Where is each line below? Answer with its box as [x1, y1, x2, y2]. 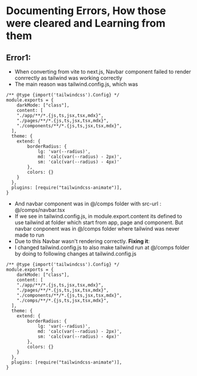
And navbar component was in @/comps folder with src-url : [14, 200, 162, 207]
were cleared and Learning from [6, 16, 166, 30]
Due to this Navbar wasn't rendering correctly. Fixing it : [14, 238, 150, 245]
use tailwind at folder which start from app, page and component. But [14, 219, 183, 226]
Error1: [6, 52, 31, 62]
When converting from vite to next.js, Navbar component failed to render [14, 68, 191, 75]
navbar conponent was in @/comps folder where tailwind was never [14, 225, 180, 232]
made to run [14, 231, 45, 238]
